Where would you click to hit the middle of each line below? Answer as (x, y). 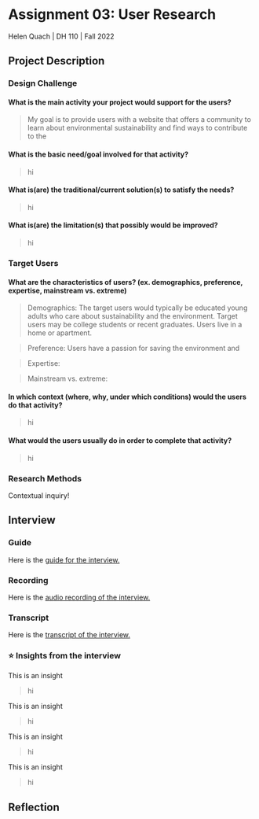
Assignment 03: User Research (112, 15)
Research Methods (45, 478)
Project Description (57, 61)
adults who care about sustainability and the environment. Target (132, 316)
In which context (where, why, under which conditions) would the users (128, 397)
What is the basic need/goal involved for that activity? (98, 154)
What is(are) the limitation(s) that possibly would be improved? (113, 225)
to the (37, 136)
